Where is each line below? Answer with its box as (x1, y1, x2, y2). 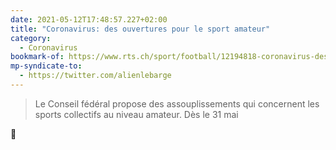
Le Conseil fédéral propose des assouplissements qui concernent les (34, 97, 320, 110)
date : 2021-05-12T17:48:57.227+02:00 (10, 14, 168, 25)
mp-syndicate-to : (10, 61, 83, 71)
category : (10, 33, 52, 43)
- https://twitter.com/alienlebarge (19, 71, 172, 81)
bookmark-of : (10, 52, 65, 62)
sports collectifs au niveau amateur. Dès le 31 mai (34, 108, 239, 120)
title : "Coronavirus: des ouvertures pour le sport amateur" (10, 24, 271, 34)
